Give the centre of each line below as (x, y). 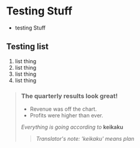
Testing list (28, 47)
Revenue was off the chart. (63, 109)
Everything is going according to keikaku (72, 127)
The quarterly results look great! (69, 96)
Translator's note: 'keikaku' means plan (85, 139)
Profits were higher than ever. (66, 116)
